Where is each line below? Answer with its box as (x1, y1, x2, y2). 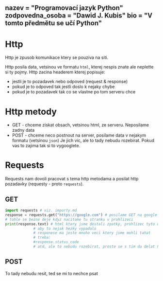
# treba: (33, 235, 51, 240)
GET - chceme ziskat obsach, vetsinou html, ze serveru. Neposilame (12, 122, 149, 128)
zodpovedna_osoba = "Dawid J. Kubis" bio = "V (5, 12, 153, 20)
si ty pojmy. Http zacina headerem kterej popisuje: (5, 69, 105, 75)
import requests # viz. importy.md (5, 208, 77, 213)
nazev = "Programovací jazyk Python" (5, 4, 124, 12)
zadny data (12, 127, 35, 133)
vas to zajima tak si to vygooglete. (12, 143, 81, 149)
